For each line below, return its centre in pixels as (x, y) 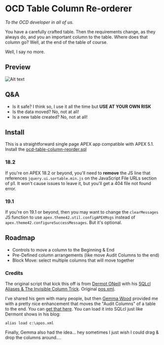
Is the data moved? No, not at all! (46, 112)
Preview (18, 67)
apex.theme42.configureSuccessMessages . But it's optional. (64, 222)
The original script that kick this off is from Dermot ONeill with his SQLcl (78, 284)
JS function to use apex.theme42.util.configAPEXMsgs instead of (70, 217)
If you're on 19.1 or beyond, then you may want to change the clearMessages (82, 212)
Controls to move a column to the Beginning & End (63, 250)
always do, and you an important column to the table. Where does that (76, 37)
